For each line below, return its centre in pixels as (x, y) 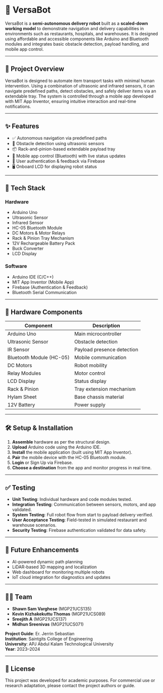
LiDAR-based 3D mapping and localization (54, 567)
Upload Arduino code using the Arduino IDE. (56, 447)
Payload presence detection (106, 350)
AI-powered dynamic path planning (47, 561)
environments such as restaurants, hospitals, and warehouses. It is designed (81, 33)
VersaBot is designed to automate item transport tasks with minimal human (80, 81)
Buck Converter (28, 248)
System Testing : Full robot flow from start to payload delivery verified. (82, 514)
